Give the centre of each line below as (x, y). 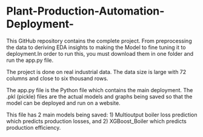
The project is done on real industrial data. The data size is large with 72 (96, 72)
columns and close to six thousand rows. (57, 78)
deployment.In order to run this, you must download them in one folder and (100, 53)
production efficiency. (34, 127)
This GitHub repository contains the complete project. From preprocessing (99, 41)
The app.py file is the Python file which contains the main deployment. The (100, 90)
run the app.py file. (30, 60)
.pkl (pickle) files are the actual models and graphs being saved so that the (99, 96)
